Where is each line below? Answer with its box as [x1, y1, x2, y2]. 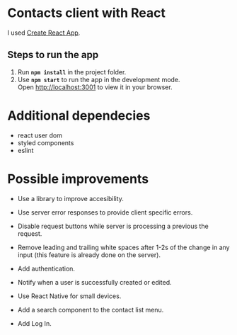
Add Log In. [17, 319, 52, 327]
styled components [17, 138, 74, 147]
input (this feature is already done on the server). [17, 250, 161, 259]
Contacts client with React [7, 5, 166, 21]
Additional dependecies [7, 108, 151, 123]
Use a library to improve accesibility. [17, 194, 124, 203]
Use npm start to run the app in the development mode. [17, 75, 180, 84]
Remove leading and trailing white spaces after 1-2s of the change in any [17, 243, 230, 251]
